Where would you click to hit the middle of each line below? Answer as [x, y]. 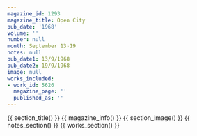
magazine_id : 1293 [34, 14]
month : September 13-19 [42, 46]
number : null [26, 40]
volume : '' [23, 33]
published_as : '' [39, 98]
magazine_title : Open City [46, 20]
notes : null [24, 53]
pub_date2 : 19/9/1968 [39, 66]
